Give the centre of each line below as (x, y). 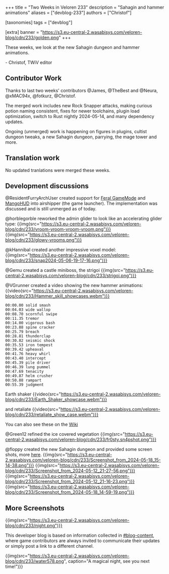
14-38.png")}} (20, 466)
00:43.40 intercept (26, 358)
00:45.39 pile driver (28, 363)
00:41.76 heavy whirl (28, 354)
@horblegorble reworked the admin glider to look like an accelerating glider (84, 218)
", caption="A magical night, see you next (107, 561)
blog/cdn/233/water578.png (35, 561)
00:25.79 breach (22, 332)
